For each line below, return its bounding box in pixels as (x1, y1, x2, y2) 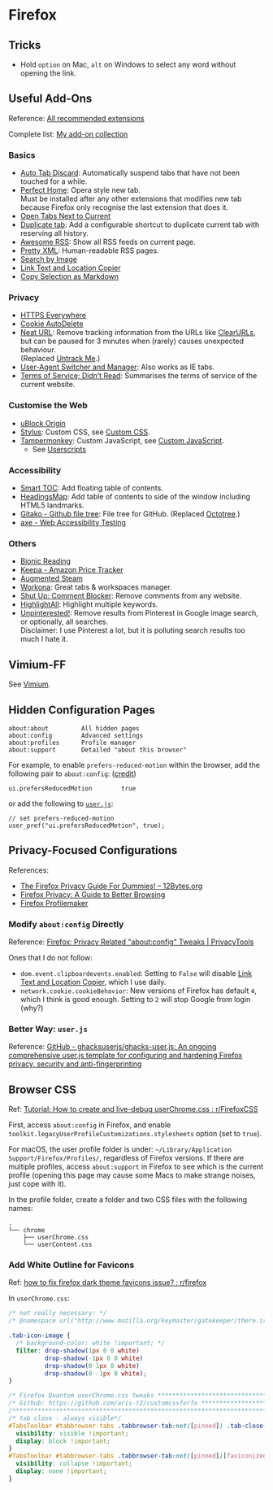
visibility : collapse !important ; (15, 1460, 132, 1468)
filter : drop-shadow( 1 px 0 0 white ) (15, 1346, 140, 1355)
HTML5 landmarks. (19, 500, 84, 510)
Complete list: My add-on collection (8, 129, 128, 139)
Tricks (8, 38, 41, 52)
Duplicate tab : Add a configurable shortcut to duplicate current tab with (19, 220, 260, 229)
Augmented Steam (19, 573, 83, 583)
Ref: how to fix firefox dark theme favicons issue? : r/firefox (8, 1278, 207, 1287)
